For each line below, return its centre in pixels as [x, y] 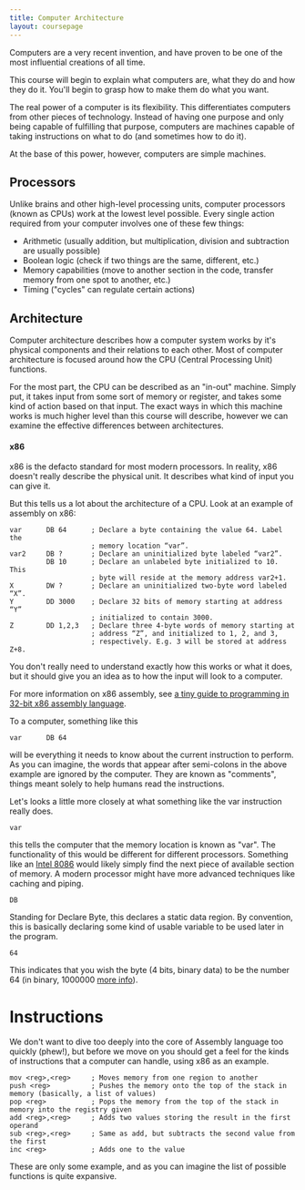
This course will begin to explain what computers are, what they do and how [152, 79]
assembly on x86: [43, 513]
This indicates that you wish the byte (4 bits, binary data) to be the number [149, 970]
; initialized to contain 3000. [152, 618]
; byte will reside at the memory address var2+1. [188, 578]
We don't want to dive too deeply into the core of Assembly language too [147, 1042]
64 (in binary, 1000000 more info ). [74, 980]
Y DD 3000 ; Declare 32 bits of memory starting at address [146, 602]
